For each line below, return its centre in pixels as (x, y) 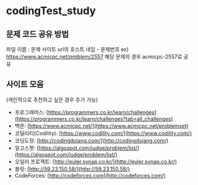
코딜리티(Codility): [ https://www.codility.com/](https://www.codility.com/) (103, 133)
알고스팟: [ (27, 148)
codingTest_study (51, 11)
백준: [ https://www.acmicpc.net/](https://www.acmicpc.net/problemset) (101, 125)
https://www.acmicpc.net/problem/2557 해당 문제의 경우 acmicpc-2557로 (94, 57)
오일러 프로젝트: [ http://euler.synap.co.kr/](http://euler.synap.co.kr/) (96, 161)
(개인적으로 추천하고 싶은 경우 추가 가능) (52, 100)
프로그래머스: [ (32, 112)
